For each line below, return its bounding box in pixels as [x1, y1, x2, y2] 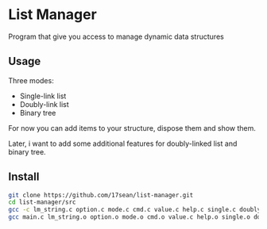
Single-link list [19, 91, 67, 101]
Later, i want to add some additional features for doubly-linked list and [8, 139, 238, 148]
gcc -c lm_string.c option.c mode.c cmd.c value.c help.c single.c [8, 206, 237, 214]
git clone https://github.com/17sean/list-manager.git [8, 191, 194, 199]
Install [8, 170, 40, 184]
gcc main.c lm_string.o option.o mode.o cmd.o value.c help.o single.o [8, 213, 250, 221]
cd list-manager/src [8, 198, 77, 207]
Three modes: [8, 75, 54, 85]
